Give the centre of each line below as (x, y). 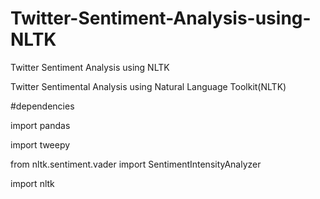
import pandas (40, 125)
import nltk (32, 183)
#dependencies (42, 106)
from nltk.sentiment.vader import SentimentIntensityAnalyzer (136, 164)
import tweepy (40, 144)
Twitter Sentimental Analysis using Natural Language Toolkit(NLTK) (148, 86)
